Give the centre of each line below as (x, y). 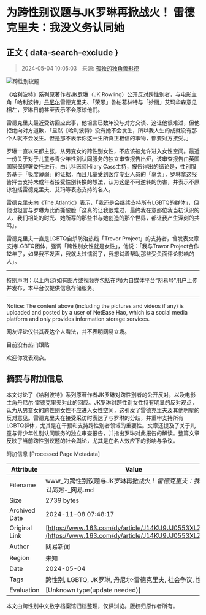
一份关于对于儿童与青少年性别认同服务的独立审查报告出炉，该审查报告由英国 (103, 159)
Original (21, 528)
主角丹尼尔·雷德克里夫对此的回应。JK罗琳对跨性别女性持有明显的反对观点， (102, 402)
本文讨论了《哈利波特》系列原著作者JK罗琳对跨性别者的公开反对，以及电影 (101, 395)
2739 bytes (63, 500)
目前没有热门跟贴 (28, 345)
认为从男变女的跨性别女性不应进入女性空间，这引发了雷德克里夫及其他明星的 (103, 410)
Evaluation (25, 590)
